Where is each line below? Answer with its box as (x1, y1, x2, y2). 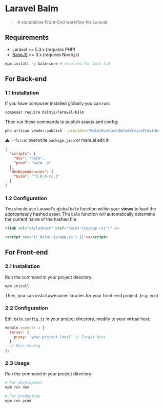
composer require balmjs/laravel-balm (5, 110, 84, 115)
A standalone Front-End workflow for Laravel (17, 19, 107, 25)
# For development (5, 381, 42, 385)
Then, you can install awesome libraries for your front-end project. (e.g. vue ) (5, 292, 159, 298)
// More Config (9, 344, 41, 349)
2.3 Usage (5, 360, 30, 367)
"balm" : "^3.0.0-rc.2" (14, 174, 60, 179)
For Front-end (5, 248, 48, 256)
